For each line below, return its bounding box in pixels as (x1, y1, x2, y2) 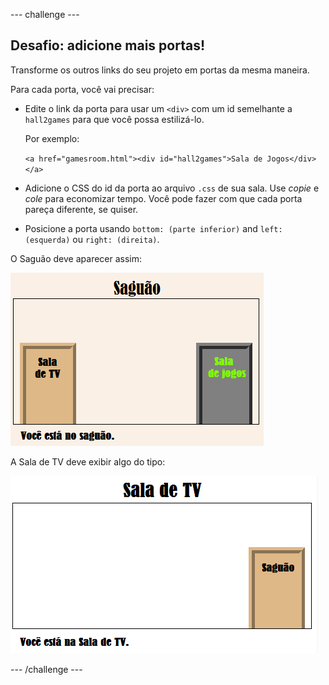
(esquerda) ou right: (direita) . (24, 233, 160, 245)
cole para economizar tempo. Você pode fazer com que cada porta (24, 192, 303, 204)
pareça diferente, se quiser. (24, 203, 139, 215)
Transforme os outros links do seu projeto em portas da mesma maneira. (10, 64, 310, 76)
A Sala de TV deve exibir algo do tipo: (10, 455, 166, 468)
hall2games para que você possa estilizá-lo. (24, 113, 205, 125)
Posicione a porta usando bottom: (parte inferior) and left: (24, 222, 283, 234)
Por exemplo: (24, 132, 80, 144)
